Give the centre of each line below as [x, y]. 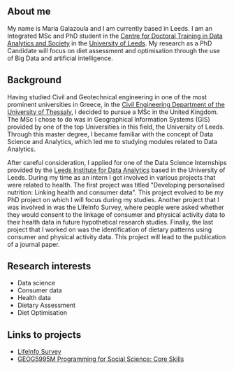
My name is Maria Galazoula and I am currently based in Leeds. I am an [110, 28]
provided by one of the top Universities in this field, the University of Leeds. [116, 127]
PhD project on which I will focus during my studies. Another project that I [113, 199]
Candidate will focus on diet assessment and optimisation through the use [114, 50]
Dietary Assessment [46, 305]
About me [29, 12]
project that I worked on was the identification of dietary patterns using [110, 229]
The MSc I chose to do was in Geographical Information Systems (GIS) [109, 119]
